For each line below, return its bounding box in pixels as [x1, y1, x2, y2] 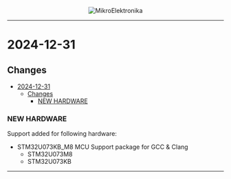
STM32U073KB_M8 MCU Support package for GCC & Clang [16, 143, 188, 151]
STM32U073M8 [27, 150, 73, 158]
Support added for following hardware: [7, 130, 117, 138]
